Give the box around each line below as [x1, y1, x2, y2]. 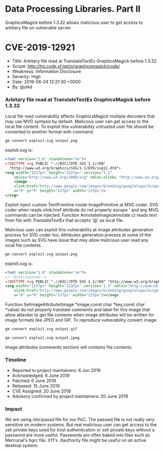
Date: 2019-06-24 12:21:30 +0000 [12, 79, 81, 84]
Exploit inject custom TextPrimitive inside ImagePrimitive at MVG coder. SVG [5, 202, 159, 207]
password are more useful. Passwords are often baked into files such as [5, 432, 150, 438]
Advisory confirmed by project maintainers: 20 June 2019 [12, 393, 128, 399]
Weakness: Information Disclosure [12, 68, 82, 74]
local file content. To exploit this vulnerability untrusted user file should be [5, 124, 154, 130]
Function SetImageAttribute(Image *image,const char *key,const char [5, 302, 145, 308]
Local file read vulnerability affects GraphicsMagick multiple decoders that [5, 113, 155, 119]
